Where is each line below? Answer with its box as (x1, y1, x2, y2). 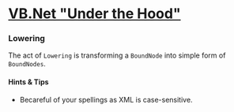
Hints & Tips (8, 77, 49, 87)
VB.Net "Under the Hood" (8, 5, 181, 23)
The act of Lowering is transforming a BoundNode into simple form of (8, 50, 226, 60)
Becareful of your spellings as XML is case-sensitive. (19, 95, 193, 104)
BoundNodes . (8, 59, 46, 69)
